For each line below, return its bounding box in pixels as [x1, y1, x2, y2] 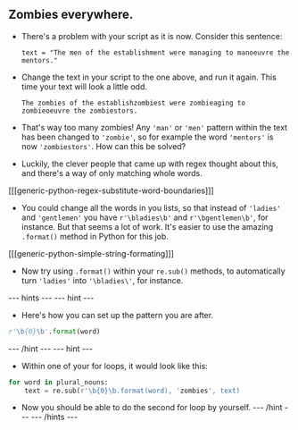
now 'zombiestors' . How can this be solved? [21, 140, 186, 151]
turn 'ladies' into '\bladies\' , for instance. [21, 274, 184, 285]
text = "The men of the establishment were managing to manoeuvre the [21, 48, 290, 57]
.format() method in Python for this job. [21, 231, 169, 241]
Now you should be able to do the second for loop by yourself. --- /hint [21, 402, 283, 413]
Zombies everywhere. [8, 7, 134, 22]
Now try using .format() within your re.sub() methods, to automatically [21, 266, 286, 276]
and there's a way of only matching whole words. [21, 167, 203, 178]
